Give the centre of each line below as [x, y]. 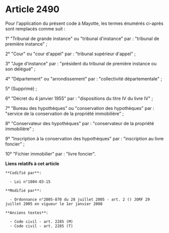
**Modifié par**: [23, 190]
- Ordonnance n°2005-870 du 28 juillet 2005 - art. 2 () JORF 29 [80, 199]
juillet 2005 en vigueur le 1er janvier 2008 [54, 204]
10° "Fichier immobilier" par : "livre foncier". [50, 153]
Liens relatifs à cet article [32, 164]
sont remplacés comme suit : [35, 28]
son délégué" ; [20, 69]
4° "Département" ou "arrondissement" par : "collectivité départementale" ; [84, 79]
